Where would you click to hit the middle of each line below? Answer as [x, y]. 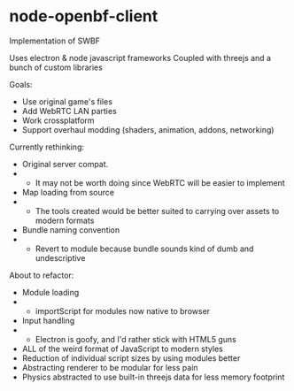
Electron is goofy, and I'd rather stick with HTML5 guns [135, 339]
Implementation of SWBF [54, 41]
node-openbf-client [84, 16]
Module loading [50, 292]
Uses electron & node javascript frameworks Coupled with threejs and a [140, 57]
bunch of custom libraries [56, 67]
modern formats [65, 220]
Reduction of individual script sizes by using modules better [131, 358]
